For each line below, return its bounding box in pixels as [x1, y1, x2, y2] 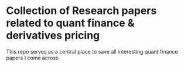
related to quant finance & [6, 16, 135, 30]
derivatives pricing [6, 29, 100, 42]
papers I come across [6, 54, 59, 61]
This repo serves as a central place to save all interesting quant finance [6, 48, 178, 55]
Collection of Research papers [6, 4, 157, 17]
